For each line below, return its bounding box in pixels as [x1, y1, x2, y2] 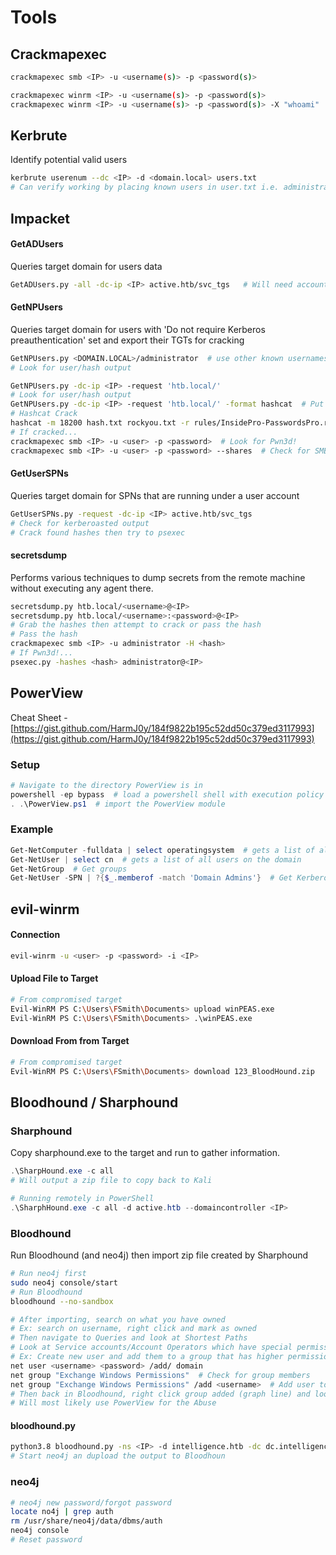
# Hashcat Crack [10, 409, 78, 419]
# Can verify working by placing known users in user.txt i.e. [10, 182, 280, 193]
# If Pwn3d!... [10, 648, 74, 658]
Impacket [10, 210, 70, 227]
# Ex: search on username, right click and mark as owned [10, 1324, 257, 1334]
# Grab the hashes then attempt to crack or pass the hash [10, 620, 262, 630]
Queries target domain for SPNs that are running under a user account [10, 489, 300, 501]
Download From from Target [10, 1035, 130, 1047]
